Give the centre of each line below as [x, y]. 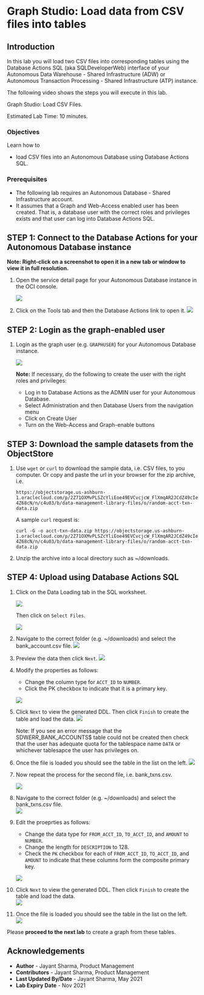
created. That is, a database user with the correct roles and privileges [103, 212]
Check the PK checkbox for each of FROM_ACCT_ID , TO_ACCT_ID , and [107, 853]
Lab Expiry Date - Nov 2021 [50, 985]
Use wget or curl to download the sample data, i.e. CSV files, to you [100, 468]
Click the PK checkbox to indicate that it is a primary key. [96, 688]
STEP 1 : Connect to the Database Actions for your [102, 237]
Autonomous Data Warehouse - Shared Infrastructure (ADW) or [86, 74]
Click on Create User [51, 418]
